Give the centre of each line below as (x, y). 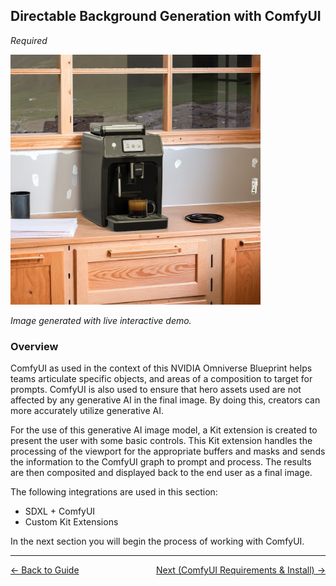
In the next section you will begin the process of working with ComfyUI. (157, 541)
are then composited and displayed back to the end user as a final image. (161, 473)
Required (29, 40)
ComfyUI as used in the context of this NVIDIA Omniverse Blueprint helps (161, 368)
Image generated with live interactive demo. (101, 320)
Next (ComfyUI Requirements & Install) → (241, 570)
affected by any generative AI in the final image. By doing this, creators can (165, 400)
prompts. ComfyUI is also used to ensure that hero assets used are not (156, 390)
